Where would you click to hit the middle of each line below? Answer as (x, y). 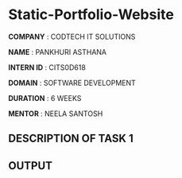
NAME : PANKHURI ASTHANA (58, 52)
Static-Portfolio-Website (91, 15)
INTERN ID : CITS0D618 (47, 67)
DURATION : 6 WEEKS (45, 98)
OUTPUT (31, 166)
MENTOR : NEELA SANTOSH (56, 114)
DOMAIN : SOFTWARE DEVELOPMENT (72, 83)
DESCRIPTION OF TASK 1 (71, 139)
